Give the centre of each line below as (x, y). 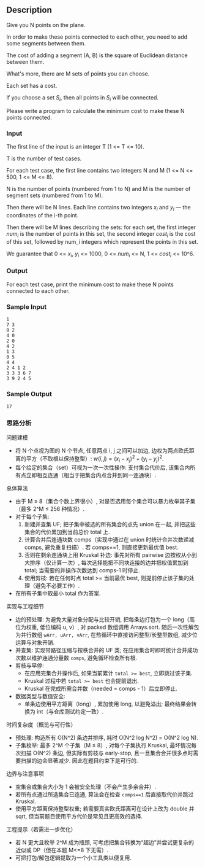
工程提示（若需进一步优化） (41, 829)
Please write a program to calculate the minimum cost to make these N (95, 111)
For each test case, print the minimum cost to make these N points (90, 284)
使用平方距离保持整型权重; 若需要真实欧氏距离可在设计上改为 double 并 (105, 808)
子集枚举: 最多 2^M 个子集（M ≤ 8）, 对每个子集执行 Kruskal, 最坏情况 (103, 745)
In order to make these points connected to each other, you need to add (97, 37)
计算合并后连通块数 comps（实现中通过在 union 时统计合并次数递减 (109, 539)
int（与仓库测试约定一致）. (70, 711)
